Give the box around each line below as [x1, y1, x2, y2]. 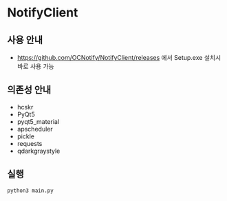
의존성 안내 [7, 84, 52, 96]
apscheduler [17, 125, 53, 133]
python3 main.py [7, 187, 54, 194]
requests [17, 139, 43, 147]
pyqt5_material [17, 117, 60, 125]
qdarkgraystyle [17, 147, 61, 155]
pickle [17, 132, 34, 140]
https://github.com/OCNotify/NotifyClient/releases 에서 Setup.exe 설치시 [17, 54, 221, 61]
